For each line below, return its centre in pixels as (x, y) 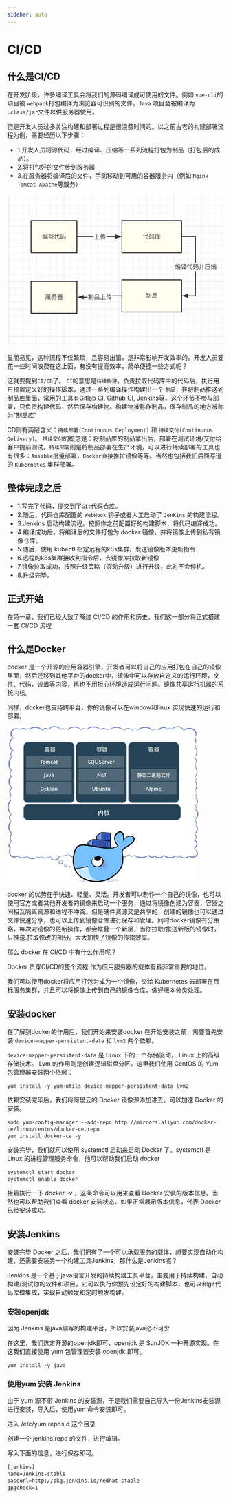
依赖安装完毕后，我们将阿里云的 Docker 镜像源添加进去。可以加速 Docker (111, 1100)
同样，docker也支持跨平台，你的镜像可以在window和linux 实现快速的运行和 (114, 707)
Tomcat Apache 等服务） (49, 184)
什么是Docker (37, 649)
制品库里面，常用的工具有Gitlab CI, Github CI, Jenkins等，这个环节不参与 (110, 398)
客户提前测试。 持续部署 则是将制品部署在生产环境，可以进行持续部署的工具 (111, 447)
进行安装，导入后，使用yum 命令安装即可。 (68, 1409)
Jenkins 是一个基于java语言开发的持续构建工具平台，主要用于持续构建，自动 (115, 1275)
